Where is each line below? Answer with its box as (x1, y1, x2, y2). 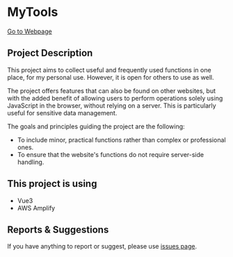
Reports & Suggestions (7, 224, 109, 235)
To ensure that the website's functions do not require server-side (17, 150, 204, 158)
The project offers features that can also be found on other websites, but (7, 86, 216, 94)
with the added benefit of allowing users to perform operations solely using (7, 94, 223, 102)
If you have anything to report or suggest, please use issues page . (7, 242, 197, 251)
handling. (17, 158, 45, 166)
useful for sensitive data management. (7, 108, 118, 117)
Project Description (7, 47, 93, 59)
